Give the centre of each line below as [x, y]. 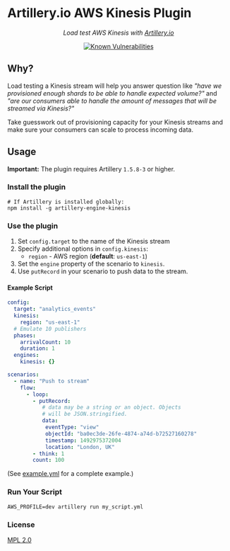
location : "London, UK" [80, 447]
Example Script [30, 288]
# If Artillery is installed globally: [66, 202]
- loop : [37, 394]
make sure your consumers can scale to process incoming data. [101, 130]
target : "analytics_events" [55, 309]
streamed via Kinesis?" [41, 108]
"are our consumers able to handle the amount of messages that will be [112, 101]
